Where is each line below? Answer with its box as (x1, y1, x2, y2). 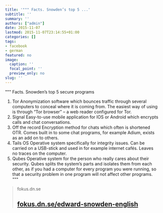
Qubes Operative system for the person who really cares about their (12, 155, 149, 162)
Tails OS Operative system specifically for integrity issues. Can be (12, 140, 145, 146)
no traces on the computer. (12, 150, 67, 156)
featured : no (5, 52, 32, 58)
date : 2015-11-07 (5, 25, 41, 30)
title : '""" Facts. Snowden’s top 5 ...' (5, 7, 91, 12)
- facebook (5, 44, 27, 48)
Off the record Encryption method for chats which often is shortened (12, 124, 150, 130)
